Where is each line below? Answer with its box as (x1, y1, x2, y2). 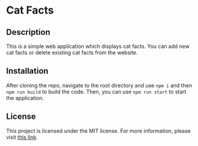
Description (6, 27, 50, 37)
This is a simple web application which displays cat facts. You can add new (6, 43, 190, 50)
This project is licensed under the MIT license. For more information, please (6, 127, 191, 134)
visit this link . (6, 134, 38, 141)
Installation (6, 66, 49, 76)
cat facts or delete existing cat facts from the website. (6, 49, 138, 56)
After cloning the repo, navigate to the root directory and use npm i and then (6, 82, 193, 89)
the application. (6, 94, 44, 101)
